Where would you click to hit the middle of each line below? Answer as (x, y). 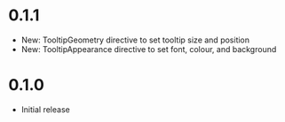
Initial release (45, 109)
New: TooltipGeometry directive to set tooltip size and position (135, 40)
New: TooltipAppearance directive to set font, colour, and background (149, 49)
